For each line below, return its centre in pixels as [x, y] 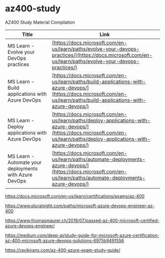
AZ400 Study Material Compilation [40, 22]
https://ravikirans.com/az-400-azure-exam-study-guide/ [63, 250]
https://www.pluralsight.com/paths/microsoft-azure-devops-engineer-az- [80, 206]
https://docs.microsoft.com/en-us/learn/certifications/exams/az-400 [75, 196]
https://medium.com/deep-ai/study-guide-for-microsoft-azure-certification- [82, 235]
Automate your [25, 162]
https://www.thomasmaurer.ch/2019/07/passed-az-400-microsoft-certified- [82, 221]
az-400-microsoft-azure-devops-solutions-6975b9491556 [65, 240]
